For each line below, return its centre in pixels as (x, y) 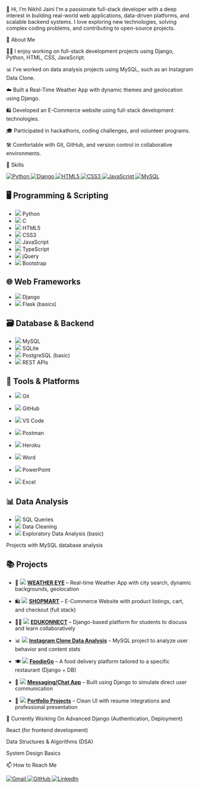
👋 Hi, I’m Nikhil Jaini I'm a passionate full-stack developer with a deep (91, 9)
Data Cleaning (40, 527)
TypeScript (36, 249)
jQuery (31, 256)
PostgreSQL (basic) (46, 355)
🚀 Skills (15, 165)
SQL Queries (38, 519)
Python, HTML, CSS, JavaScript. (46, 57)
